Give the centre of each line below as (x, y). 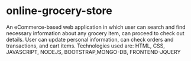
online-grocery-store (59, 11)
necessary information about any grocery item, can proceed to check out (95, 33)
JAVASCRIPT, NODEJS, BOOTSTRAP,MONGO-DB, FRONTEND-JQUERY (94, 52)
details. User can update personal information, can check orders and (90, 39)
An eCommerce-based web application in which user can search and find (96, 27)
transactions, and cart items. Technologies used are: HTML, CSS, (86, 46)
